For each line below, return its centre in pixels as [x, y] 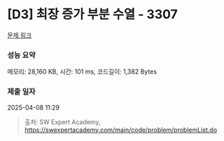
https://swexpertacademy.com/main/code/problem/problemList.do [121, 130]
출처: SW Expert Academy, [62, 122]
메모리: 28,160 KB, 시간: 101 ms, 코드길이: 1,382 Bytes [82, 72]
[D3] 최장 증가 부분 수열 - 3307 [93, 14]
